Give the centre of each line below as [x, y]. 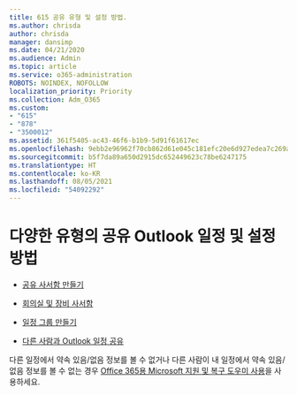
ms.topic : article [43, 67]
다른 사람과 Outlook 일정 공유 [72, 340]
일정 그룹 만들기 [49, 322]
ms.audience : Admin [45, 58]
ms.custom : [29, 108]
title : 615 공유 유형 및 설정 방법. [69, 17]
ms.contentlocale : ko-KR [55, 173]
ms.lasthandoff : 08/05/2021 [61, 182]
